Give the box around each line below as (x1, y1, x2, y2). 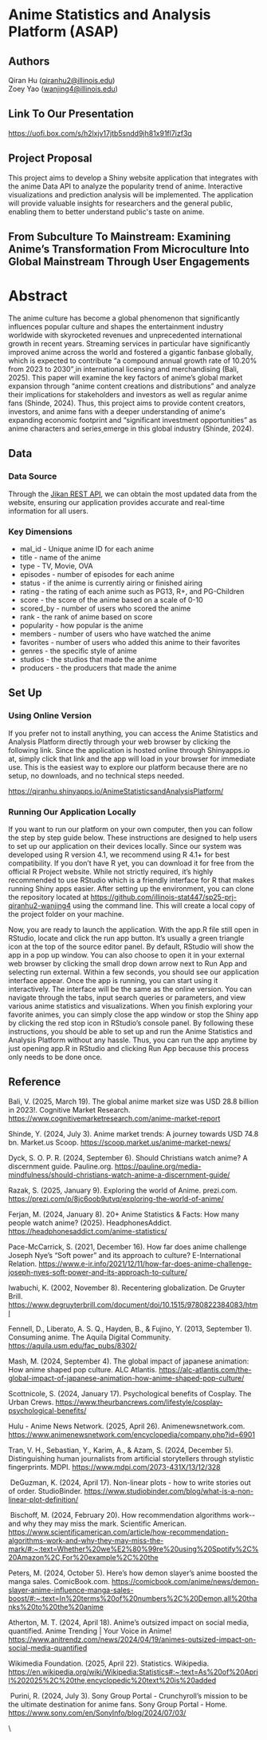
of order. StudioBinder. (8, 1486, 83, 1495)
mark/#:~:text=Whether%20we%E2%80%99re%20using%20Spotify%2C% (8, 1544, 259, 1554)
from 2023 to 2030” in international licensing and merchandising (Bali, (8, 364, 239, 373)
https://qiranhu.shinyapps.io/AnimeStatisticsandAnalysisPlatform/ (8, 786, 224, 796)
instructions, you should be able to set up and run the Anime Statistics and (8, 1026, 253, 1036)
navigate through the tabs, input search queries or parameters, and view (8, 993, 246, 1002)
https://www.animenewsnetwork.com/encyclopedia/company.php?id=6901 (8, 1429, 256, 1439)
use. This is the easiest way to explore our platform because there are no (8, 762, 249, 772)
